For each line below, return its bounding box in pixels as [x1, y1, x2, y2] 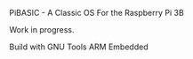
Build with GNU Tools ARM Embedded [9, 41, 149, 52]
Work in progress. [9, 25, 75, 34]
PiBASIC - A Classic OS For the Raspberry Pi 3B [9, 8, 184, 18]
